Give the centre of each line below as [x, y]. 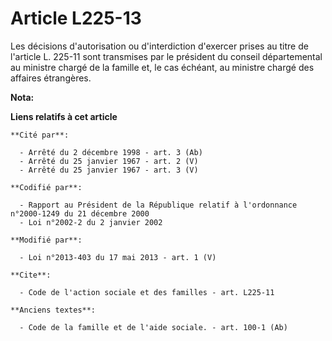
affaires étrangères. [51, 78]
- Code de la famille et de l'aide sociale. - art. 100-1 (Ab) [153, 327]
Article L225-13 [76, 18]
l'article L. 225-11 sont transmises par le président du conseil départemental [166, 56]
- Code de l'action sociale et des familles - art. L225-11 [147, 292]
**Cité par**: [40, 135]
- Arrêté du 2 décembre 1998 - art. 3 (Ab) [111, 152]
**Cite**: [31, 275]
